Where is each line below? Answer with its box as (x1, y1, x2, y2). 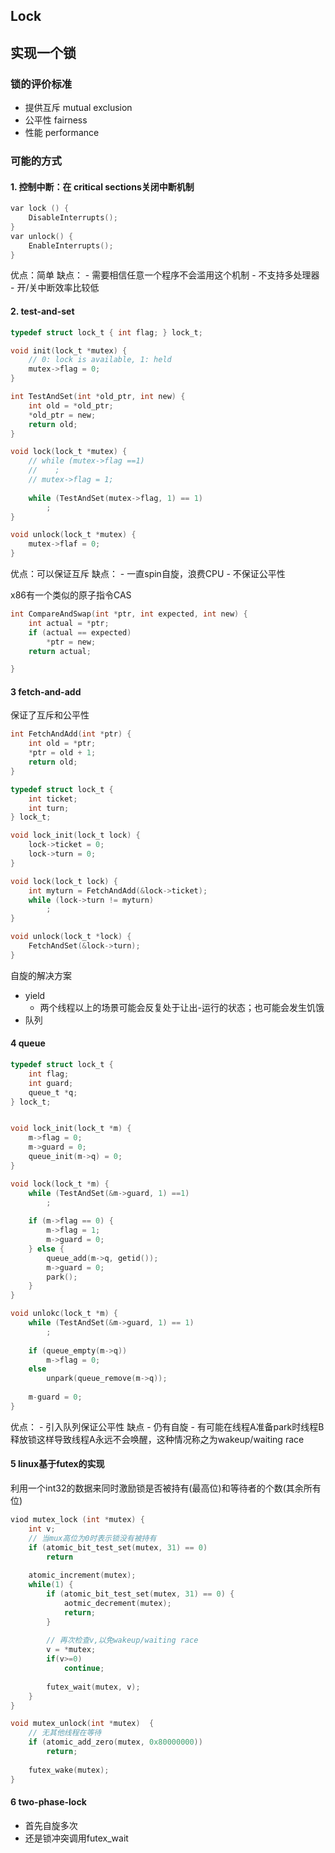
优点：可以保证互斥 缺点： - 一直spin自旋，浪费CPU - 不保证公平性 (10, 568, 286, 580)
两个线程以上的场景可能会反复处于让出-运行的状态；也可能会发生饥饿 (39, 1001, 325, 1013)
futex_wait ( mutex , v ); (46, 1682, 141, 1692)
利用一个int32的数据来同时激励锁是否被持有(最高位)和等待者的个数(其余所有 (10, 1482, 322, 1494)
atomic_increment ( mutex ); (28, 1570, 137, 1581)
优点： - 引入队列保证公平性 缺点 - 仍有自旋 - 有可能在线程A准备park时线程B (10, 1420, 325, 1433)
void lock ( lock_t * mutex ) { (10, 447, 128, 457)
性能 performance (24, 127, 100, 139)
